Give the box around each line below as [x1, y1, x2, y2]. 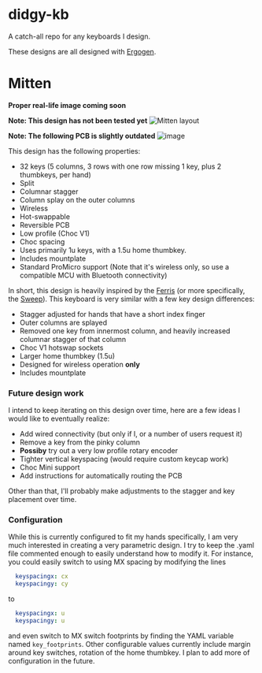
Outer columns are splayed [19, 318, 108, 327]
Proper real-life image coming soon [8, 100, 127, 110]
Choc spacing [19, 236, 65, 246]
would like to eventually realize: [8, 414, 110, 423]
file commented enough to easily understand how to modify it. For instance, [8, 549, 254, 559]
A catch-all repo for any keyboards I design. [8, 32, 151, 41]
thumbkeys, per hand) [19, 169, 92, 179]
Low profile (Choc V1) [19, 229, 90, 238]
